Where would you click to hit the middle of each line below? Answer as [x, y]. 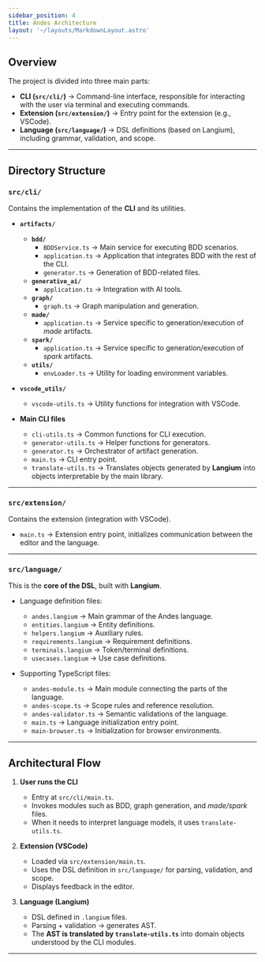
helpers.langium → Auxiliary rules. [87, 633]
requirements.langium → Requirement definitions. [112, 642]
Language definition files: [61, 601]
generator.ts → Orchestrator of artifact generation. [115, 451]
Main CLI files [42, 418]
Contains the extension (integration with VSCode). [90, 519]
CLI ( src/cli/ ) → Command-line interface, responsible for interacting [132, 96]
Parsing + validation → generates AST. [94, 926]
